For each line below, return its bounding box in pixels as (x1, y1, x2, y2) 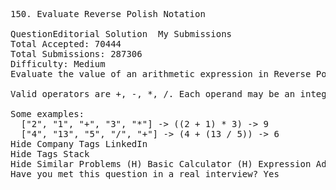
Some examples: (10, 109, 85, 119)
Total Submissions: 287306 (10, 49, 143, 59)
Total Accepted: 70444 (10, 39, 122, 49)
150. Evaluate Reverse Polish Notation (10, 9, 206, 19)
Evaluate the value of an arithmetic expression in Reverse (10, 69, 312, 79)
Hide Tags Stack (10, 149, 90, 159)
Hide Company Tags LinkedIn (10, 139, 148, 149)
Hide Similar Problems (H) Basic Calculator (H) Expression (10, 159, 312, 169)
